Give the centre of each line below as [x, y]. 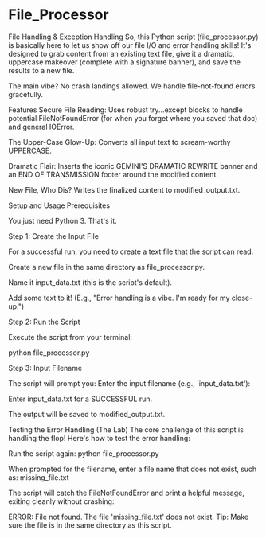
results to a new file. [41, 70]
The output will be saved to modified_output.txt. [87, 414]
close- [242, 298]
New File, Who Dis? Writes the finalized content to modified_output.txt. [124, 189]
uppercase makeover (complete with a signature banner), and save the [125, 62]
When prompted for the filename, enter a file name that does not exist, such [133, 469]
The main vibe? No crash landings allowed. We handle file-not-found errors [132, 86]
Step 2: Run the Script [44, 322]
